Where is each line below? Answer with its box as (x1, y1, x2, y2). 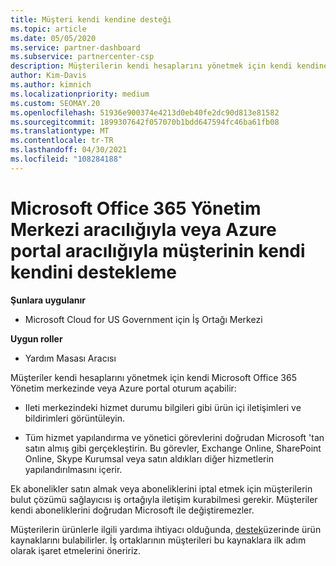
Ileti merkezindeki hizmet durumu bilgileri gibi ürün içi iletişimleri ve (24, 401, 302, 413)
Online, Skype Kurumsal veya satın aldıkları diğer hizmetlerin (24, 452, 275, 465)
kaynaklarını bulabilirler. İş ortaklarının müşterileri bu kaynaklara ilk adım (10, 534, 307, 546)
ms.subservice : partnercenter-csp (10, 52, 155, 62)
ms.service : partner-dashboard (10, 42, 141, 53)
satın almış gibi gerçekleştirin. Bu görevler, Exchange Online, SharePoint (24, 442, 322, 454)
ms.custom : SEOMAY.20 (10, 98, 101, 108)
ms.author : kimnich (10, 80, 92, 90)
